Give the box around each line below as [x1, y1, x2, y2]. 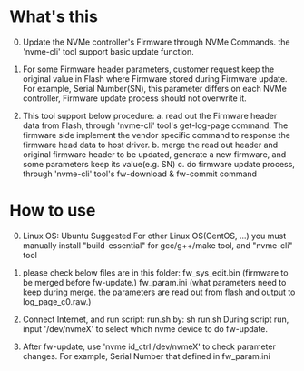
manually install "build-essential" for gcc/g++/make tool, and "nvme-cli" [22, 239, 293, 251]
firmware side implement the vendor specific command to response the [22, 129, 290, 140]
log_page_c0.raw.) [22, 296, 92, 306]
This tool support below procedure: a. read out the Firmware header [22, 110, 278, 121]
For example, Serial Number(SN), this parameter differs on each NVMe [22, 83, 288, 94]
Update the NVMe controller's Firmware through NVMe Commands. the [22, 36, 290, 47]
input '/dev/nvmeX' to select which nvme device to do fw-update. [22, 323, 269, 334]
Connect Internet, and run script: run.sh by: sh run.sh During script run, [22, 314, 289, 325]
